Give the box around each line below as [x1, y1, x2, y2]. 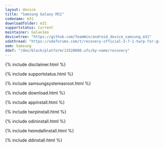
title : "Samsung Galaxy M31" [5, 12, 64, 17]
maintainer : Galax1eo [5, 30, 49, 35]
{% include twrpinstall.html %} [5, 108, 67, 115]
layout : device [5, 7, 36, 12]
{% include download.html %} [5, 90, 65, 96]
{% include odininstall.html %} [5, 118, 66, 124]
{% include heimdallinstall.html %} [5, 127, 74, 133]
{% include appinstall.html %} [5, 99, 65, 105]
